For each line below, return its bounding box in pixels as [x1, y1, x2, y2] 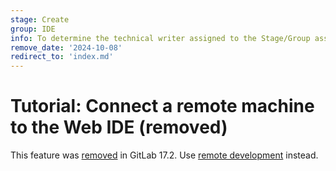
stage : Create [10, 14, 70, 25]
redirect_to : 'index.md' [10, 52, 114, 62]
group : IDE [10, 24, 56, 34]
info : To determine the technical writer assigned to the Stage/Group [10, 33, 311, 43]
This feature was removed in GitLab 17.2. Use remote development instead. [10, 149, 319, 161]
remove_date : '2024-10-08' [10, 42, 123, 53]
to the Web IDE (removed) [10, 116, 228, 139]
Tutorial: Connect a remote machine [10, 95, 315, 118]
